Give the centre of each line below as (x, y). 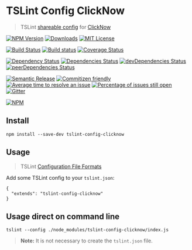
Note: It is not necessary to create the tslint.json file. (87, 241)
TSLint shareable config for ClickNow (66, 27)
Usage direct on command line (63, 216)
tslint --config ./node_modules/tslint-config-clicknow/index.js (87, 230)
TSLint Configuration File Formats (61, 166)
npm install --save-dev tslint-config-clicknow (65, 134)
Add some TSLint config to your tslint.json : (60, 177)
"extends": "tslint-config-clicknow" (57, 194)
